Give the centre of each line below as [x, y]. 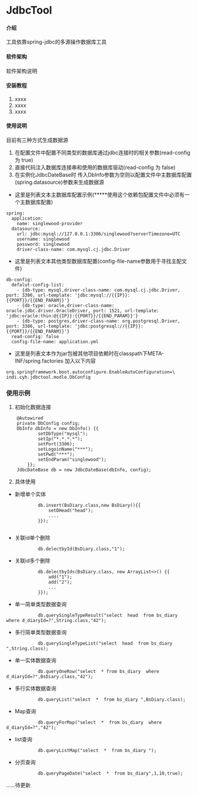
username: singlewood [43, 239]
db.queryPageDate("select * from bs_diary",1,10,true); [110, 774]
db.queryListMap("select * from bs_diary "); [97, 751]
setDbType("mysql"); [63, 434]
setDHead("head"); [71, 511]
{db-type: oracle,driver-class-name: [68, 305]
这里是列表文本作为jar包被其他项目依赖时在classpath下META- [89, 353]
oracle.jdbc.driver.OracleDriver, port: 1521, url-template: [83, 311]
